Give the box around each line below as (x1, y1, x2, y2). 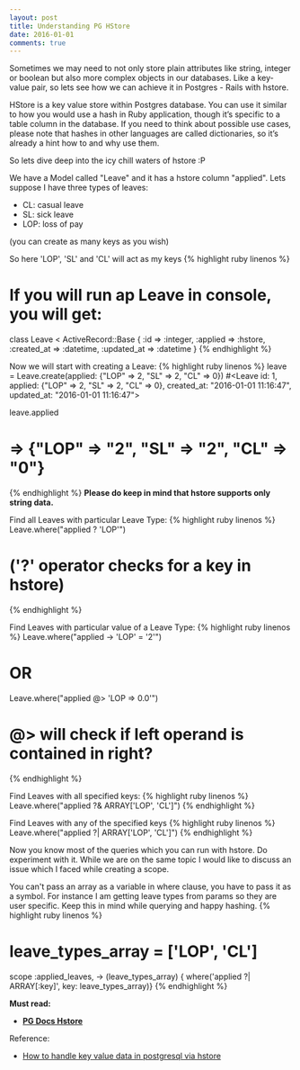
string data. (9, 497, 54, 508)
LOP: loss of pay (22, 219, 84, 229)
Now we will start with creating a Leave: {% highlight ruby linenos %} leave (9, 361, 287, 372)
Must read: (9, 998, 51, 1009)
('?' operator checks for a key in (9, 555, 251, 576)
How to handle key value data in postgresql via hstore (22, 1050, 222, 1061)
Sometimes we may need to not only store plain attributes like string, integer (9, 63, 292, 74)
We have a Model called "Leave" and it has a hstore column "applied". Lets (9, 173, 286, 184)
